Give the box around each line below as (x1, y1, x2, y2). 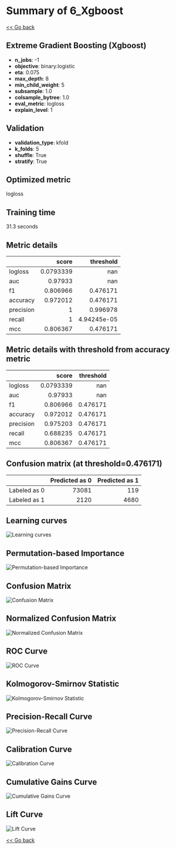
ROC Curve (6, 646, 48, 657)
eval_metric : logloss (14, 100, 65, 107)
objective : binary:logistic (14, 62, 75, 69)
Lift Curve (6, 810, 43, 820)
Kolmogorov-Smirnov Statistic (6, 679, 120, 689)
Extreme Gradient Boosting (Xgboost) (6, 41, 147, 51)
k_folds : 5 (14, 145, 39, 152)
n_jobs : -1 (14, 56, 39, 63)
